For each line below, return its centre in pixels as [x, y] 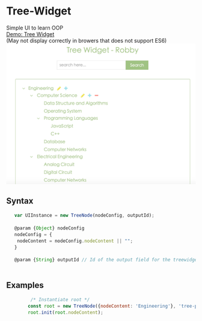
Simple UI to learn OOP [35, 28]
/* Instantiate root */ [60, 300]
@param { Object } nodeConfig [49, 228]
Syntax [20, 201]
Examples [25, 285]
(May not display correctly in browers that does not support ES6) [87, 40]
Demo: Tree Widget [30, 34]
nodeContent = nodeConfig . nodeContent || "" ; [75, 241]
